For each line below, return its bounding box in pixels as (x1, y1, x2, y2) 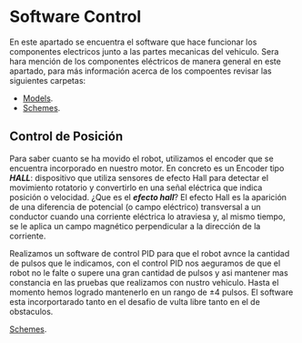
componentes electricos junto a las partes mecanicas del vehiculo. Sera (9, 45, 279, 56)
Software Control (9, 6, 142, 27)
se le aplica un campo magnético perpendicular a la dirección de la (9, 220, 261, 231)
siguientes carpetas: (9, 75, 86, 86)
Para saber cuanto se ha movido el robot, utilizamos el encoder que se (9, 153, 275, 164)
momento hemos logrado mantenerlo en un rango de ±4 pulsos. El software (9, 287, 294, 298)
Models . (22, 93, 54, 104)
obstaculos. (9, 306, 54, 317)
